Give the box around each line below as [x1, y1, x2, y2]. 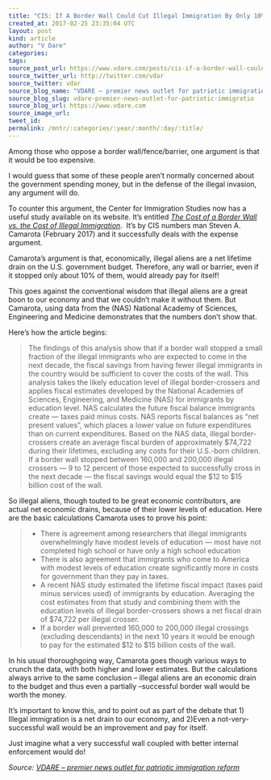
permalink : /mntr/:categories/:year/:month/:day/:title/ [8, 124, 204, 132]
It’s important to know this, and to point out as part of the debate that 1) [8, 705, 244, 715]
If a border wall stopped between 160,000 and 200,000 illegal [27, 454, 234, 464]
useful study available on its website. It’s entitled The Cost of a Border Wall [8, 211, 257, 222]
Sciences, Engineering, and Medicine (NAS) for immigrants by [27, 394, 235, 404]
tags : [8, 57, 27, 65]
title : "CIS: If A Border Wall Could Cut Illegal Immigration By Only [8, 11, 251, 20]
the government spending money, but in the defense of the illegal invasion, [8, 179, 257, 189]
